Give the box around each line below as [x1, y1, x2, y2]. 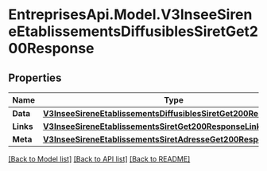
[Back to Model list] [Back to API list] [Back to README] [8, 154, 191, 164]
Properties [8, 71, 62, 84]
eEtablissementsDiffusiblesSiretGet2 [8, 22, 258, 41]
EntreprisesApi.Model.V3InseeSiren [8, 6, 253, 24]
